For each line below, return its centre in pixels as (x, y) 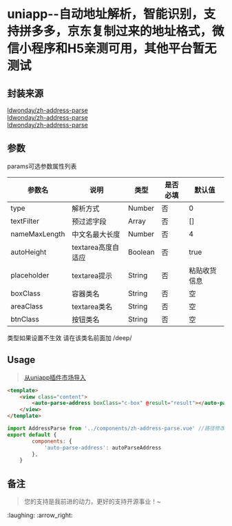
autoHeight (29, 252)
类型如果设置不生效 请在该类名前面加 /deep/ (70, 337)
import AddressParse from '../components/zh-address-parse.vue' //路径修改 (116, 428)
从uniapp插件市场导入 (55, 377)
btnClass (25, 319)
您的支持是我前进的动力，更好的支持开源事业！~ (93, 502)
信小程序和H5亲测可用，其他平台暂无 (112, 49)
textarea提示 (92, 275)
